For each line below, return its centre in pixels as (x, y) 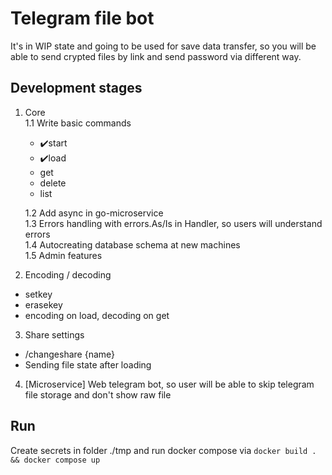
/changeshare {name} (70, 354)
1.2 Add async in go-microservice (94, 213)
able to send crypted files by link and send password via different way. (156, 56)
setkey (38, 294)
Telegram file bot (82, 18)
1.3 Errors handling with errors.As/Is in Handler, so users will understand (173, 223)
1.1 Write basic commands (78, 123)
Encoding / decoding (68, 274)
